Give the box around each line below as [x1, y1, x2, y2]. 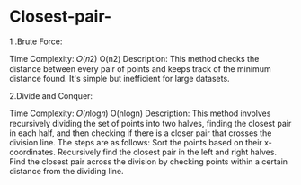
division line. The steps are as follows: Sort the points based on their [9, 137, 262, 147]
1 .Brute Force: [9, 36, 63, 47]
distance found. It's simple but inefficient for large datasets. [9, 73, 231, 84]
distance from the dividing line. [9, 165, 124, 176]
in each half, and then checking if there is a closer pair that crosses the [9, 128, 272, 138]
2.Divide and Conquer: [9, 90, 93, 101]
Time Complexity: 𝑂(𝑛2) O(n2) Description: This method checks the [9, 53, 260, 64]
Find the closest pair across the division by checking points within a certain [9, 155, 288, 167]
